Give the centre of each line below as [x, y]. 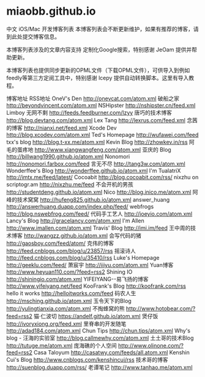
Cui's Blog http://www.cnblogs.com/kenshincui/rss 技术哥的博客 [87, 359]
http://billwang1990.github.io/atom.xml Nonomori [68, 156]
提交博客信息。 [41, 36]
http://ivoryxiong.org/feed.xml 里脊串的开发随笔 [66, 324]
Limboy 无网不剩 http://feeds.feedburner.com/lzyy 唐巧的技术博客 [89, 112]
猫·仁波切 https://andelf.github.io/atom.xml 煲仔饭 [96, 316]
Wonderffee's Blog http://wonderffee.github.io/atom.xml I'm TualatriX [94, 170]
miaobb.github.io [51, 11]
